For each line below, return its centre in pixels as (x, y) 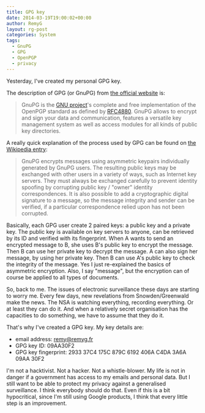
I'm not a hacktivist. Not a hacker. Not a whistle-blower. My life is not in (96, 370)
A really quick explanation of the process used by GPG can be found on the (101, 142)
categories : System (31, 35)
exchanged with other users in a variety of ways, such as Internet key (109, 174)
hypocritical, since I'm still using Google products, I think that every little (97, 396)
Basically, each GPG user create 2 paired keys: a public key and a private (99, 225)
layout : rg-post (27, 29)
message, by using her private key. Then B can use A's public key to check (101, 258)
